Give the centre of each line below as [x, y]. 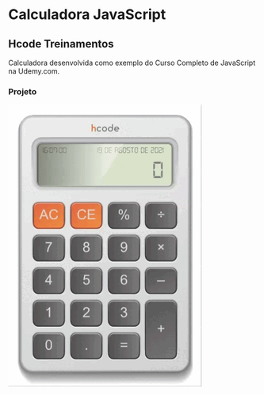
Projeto [23, 91]
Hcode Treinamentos [61, 44]
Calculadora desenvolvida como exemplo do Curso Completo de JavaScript [132, 63]
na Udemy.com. [34, 71]
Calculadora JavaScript [87, 15]
